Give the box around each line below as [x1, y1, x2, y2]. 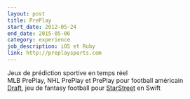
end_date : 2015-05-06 [7, 29, 71, 37]
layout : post [7, 10, 46, 18]
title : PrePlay [7, 17, 52, 24]
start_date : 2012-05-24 [7, 23, 77, 30]
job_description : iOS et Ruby [7, 43, 96, 50]
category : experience [7, 37, 71, 44]
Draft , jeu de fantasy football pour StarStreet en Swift [7, 84, 161, 92]
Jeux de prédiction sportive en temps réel [7, 68, 128, 77]
